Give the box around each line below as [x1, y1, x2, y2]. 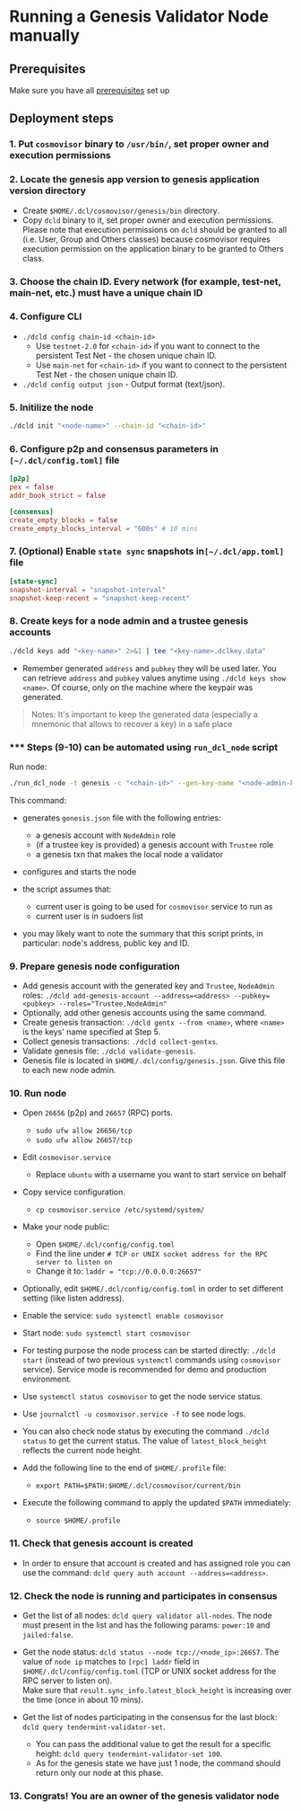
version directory [9, 184, 87, 197]
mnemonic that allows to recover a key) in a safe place [30, 718, 233, 729]
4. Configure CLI [9, 310, 82, 323]
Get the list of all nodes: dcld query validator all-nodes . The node [21, 1611, 272, 1620]
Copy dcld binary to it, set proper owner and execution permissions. [21, 214, 274, 226]
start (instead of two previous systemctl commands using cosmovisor [21, 1354, 281, 1365]
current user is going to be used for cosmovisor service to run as [35, 901, 273, 911]
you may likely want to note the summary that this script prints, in [21, 928, 263, 938]
